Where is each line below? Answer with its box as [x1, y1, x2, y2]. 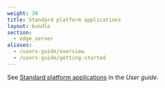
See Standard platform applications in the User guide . [7, 73, 159, 81]
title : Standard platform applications [7, 16, 122, 23]
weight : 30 [7, 10, 38, 17]
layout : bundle [7, 23, 51, 29]
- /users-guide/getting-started [13, 55, 107, 61]
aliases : [7, 42, 32, 48]
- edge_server [13, 35, 54, 42]
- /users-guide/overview [13, 48, 85, 55]
